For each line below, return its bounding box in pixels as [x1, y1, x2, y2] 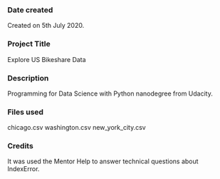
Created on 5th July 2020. [7, 21, 85, 30]
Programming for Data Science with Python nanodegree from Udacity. [7, 89, 214, 98]
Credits [7, 141, 33, 151]
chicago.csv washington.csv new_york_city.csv [7, 123, 146, 132]
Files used [7, 107, 44, 117]
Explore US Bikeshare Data [7, 55, 87, 63]
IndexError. [7, 165, 40, 173]
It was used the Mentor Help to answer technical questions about [7, 157, 199, 165]
